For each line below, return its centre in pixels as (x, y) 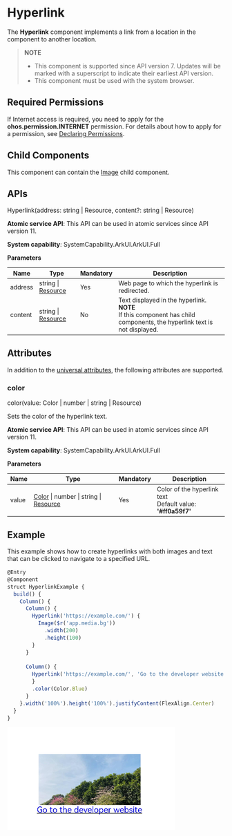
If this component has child (157, 315)
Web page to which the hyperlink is (168, 283)
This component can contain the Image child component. (88, 172)
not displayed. (138, 330)
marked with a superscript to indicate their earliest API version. (124, 73)
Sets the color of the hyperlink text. (57, 416)
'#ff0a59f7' (174, 511)
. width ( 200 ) (61, 631)
